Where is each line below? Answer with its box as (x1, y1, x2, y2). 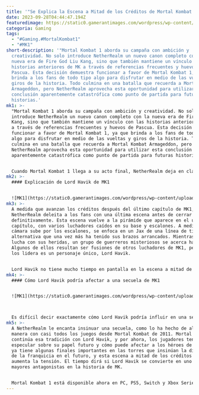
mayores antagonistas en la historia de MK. (11, 364, 123, 370)
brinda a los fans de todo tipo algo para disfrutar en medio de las (11, 75, 187, 81)
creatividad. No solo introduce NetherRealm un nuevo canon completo (11, 53, 187, 59)
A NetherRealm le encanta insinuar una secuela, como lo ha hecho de (11, 326, 187, 331)
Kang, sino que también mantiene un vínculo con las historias (11, 119, 171, 125)
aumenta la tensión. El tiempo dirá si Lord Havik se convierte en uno (11, 359, 192, 365)
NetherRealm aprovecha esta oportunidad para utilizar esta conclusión (11, 147, 192, 153)
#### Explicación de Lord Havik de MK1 (11, 179, 110, 185)
